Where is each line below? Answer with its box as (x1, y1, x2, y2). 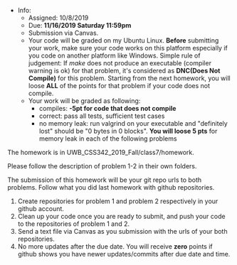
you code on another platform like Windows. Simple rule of (28, 51, 201, 60)
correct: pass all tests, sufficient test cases (38, 112, 165, 120)
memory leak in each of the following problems (38, 134, 177, 143)
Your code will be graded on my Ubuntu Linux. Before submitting (28, 36, 219, 45)
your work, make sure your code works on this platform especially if (28, 44, 228, 52)
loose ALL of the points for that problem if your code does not (28, 82, 211, 90)
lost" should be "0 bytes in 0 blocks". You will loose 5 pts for (38, 127, 218, 135)
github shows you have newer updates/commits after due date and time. (17, 250, 231, 258)
